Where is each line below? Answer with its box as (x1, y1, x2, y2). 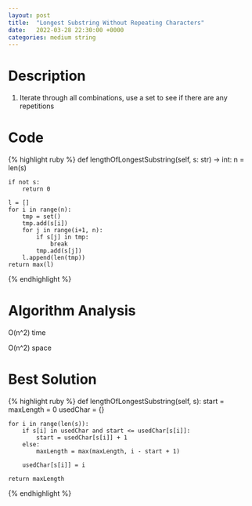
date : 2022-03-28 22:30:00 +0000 (8, 26, 124, 34)
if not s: (8, 178, 41, 187)
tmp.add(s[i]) (22, 220, 68, 228)
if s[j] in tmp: (36, 233, 89, 242)
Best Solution (8, 370, 97, 388)
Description (8, 67, 86, 85)
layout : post (8, 11, 51, 20)
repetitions (19, 101, 55, 111)
